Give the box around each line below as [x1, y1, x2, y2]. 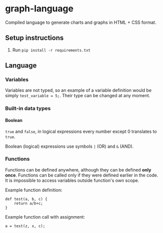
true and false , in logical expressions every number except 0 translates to [5, 128, 157, 134]
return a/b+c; [14, 201, 43, 206]
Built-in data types [5, 105, 51, 112]
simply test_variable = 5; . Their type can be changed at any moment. [5, 93, 150, 99]
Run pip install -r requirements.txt [12, 47, 91, 53]
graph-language [5, 3, 74, 14]
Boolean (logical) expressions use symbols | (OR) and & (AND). [5, 143, 134, 149]
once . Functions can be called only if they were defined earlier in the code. [5, 172, 159, 178]
